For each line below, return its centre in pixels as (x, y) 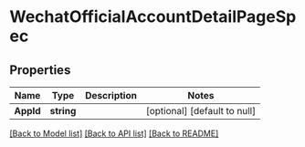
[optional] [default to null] (201, 111)
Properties (40, 70)
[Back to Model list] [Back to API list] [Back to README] (114, 133)
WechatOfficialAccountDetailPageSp (153, 17)
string (63, 111)
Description (111, 95)
